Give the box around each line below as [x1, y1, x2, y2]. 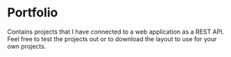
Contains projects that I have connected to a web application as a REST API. [7, 27, 224, 36]
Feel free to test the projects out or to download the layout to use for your [7, 34, 217, 43]
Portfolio [7, 5, 58, 21]
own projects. [7, 42, 46, 50]
